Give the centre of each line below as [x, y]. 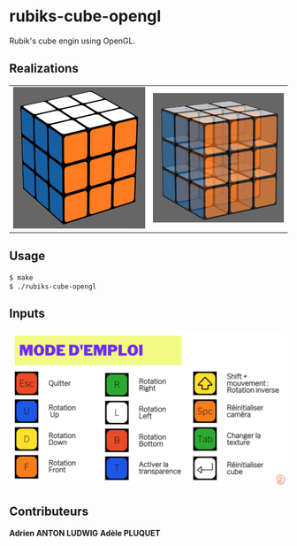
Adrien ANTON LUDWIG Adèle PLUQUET [85, 533]
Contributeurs [49, 512]
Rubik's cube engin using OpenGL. [72, 41]
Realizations [44, 69]
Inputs [27, 314]
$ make [21, 277]
